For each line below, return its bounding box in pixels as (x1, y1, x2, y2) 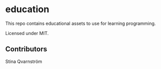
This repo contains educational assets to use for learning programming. (5, 20, 156, 26)
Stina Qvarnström (5, 58, 42, 64)
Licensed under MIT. (5, 30, 49, 36)
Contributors (5, 45, 48, 54)
